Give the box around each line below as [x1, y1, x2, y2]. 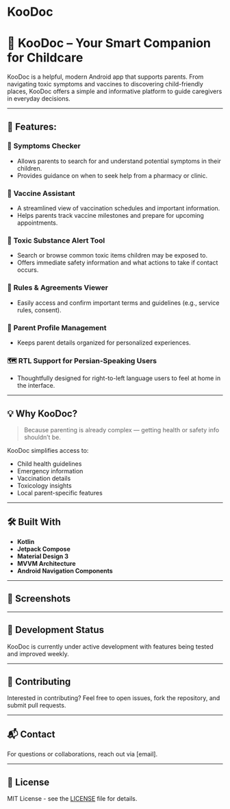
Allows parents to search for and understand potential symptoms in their [16, 157, 221, 165]
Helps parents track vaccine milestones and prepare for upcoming [16, 212, 204, 220]
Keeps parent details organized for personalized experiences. [16, 338, 191, 347]
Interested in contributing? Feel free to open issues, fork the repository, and [7, 694, 220, 702]
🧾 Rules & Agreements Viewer [7, 283, 108, 293]
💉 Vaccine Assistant [7, 188, 75, 198]
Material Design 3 [16, 552, 69, 560]
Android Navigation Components [16, 567, 113, 575]
